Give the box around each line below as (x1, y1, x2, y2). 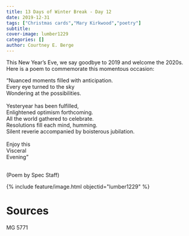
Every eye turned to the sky (6, 83, 75, 90)
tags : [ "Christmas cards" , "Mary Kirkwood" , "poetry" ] (6, 20, 141, 26)
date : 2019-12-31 (6, 14, 50, 20)
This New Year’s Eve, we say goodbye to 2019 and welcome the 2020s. (6, 58, 184, 66)
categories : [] (6, 37, 45, 43)
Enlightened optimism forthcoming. (6, 109, 93, 116)
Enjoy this (6, 141, 31, 148)
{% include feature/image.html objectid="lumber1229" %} (6, 183, 150, 190)
